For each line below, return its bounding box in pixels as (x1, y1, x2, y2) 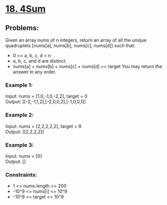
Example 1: (5, 81, 33, 89)
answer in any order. (12, 69, 57, 75)
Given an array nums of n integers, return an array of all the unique (5, 37, 147, 43)
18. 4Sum (5, 3, 46, 15)
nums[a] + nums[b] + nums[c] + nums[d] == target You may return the (12, 64, 163, 69)
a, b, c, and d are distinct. (12, 58, 67, 64)
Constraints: (5, 171, 38, 178)
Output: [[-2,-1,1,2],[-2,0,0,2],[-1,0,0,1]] (5, 98, 86, 105)
